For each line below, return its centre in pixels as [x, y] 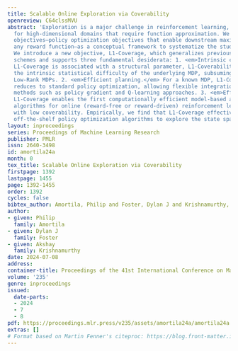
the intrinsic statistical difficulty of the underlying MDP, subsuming [123, 73]
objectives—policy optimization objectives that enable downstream [115, 40]
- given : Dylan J [33, 231]
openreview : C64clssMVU [42, 21]
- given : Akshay [31, 244]
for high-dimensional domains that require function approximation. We [122, 34]
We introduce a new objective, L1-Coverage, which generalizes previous [123, 54]
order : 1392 [25, 192]
